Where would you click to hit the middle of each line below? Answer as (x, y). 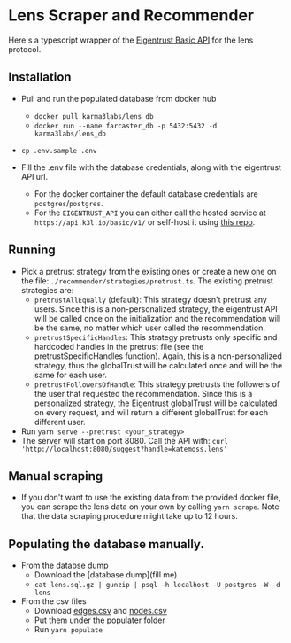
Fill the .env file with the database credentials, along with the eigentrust (151, 167)
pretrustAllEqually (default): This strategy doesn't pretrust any (150, 299)
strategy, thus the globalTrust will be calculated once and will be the (158, 365)
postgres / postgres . (69, 203)
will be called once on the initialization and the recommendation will (157, 318)
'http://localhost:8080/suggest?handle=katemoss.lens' (124, 449)
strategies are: (47, 290)
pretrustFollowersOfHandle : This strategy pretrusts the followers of (157, 384)
